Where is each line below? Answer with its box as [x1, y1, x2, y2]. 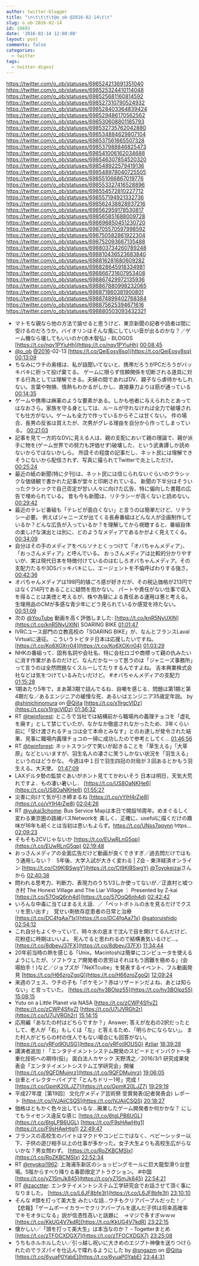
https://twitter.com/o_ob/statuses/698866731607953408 [6, 270, 146, 277]
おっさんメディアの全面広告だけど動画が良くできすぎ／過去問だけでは [14, 849, 186, 856]
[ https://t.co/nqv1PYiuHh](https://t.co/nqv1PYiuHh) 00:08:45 [14, 341, 163, 348]
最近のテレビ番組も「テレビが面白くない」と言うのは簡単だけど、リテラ [14, 506, 191, 514]
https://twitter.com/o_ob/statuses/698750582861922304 [6, 232, 146, 239]
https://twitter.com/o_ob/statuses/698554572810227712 [6, 188, 144, 195]
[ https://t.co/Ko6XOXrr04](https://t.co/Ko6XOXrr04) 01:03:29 [14, 643, 165, 650]
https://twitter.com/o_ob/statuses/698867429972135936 [6, 276, 145, 283]
